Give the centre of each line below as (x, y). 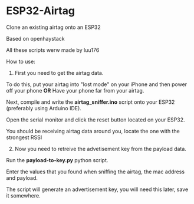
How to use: (21, 61)
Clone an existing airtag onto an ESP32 (54, 27)
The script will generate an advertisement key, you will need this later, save (97, 189)
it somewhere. (23, 195)
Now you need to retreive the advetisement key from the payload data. (101, 149)
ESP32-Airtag (41, 11)
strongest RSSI (24, 137)
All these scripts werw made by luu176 (53, 50)
